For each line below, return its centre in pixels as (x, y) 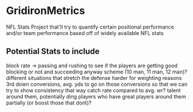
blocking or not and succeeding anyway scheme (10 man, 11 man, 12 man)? (97, 72)
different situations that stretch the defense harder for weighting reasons (94, 78)
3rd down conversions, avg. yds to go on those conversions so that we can (97, 84)
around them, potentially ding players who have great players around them (96, 96)
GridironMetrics (45, 11)
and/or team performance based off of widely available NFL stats (85, 33)
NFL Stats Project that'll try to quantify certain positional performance (90, 27)
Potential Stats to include (53, 52)
